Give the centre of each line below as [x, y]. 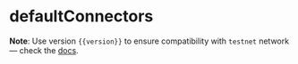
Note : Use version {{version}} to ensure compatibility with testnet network [149, 41]
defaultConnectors [81, 16]
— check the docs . [44, 50]
